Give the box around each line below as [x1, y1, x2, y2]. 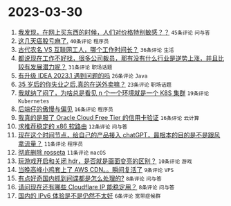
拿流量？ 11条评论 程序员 [17, 139, 84, 148]
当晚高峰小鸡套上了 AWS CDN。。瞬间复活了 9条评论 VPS [17, 165, 174, 173]
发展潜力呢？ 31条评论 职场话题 [30, 62, 113, 71]
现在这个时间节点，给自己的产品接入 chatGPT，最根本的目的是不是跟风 [17, 130, 221, 139]
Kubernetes [17, 98, 50, 105]
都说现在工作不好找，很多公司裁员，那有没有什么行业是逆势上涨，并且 [17, 53, 219, 62]
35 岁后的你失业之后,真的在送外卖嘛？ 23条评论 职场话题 [17, 80, 172, 88]
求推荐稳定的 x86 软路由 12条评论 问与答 [17, 122, 128, 130]
